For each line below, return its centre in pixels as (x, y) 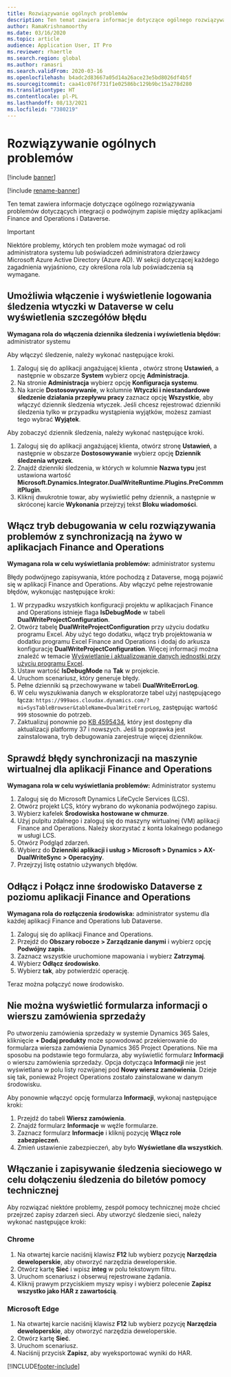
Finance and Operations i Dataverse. (59, 218)
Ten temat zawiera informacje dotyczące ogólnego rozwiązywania (101, 204)
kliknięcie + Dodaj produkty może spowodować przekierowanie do (102, 1040)
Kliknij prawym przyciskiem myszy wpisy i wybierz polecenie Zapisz (114, 1283)
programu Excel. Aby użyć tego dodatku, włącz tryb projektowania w (114, 634)
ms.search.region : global (44, 58)
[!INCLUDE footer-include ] (44, 1367)
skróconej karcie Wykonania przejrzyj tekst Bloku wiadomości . (107, 504)
